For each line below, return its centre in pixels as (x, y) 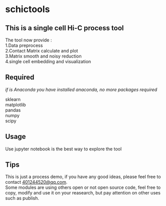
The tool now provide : (29, 40)
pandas (13, 110)
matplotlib (16, 105)
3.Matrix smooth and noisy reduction (43, 56)
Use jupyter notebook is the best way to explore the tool (64, 149)
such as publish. (22, 198)
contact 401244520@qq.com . (36, 182)
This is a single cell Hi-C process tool (65, 28)
